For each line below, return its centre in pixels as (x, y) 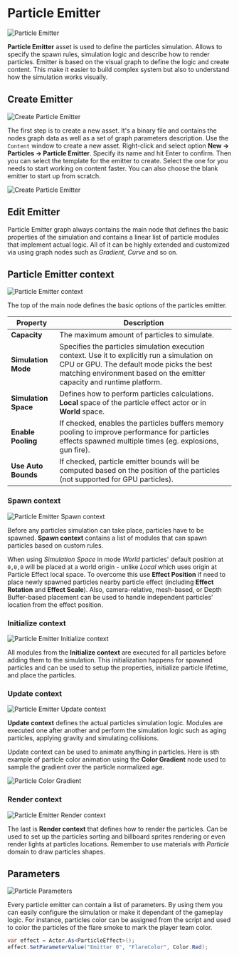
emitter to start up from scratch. (54, 175)
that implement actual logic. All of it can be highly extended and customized (118, 245)
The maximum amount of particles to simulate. (137, 335)
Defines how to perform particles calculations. (137, 394)
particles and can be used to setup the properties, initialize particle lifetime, (118, 667)
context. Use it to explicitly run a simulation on (136, 356)
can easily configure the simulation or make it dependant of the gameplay (115, 912)
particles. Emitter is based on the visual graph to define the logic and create (118, 61)
